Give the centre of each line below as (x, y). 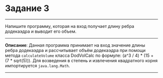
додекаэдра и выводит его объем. (41, 31)
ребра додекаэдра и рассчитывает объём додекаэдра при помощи (75, 50)
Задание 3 (27, 8)
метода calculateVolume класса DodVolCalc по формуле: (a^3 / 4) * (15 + (79, 55)
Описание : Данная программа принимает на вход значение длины (75, 45)
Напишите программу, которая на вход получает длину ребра (70, 26)
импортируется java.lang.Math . (38, 65)
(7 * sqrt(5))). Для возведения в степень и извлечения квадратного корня (81, 60)
